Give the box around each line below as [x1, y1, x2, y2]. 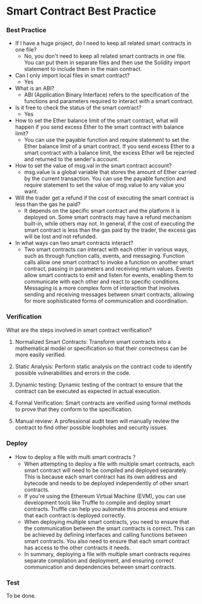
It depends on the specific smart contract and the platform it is [24, 207, 180, 215]
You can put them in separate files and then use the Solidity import [24, 59, 191, 66]
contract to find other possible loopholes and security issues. [15, 423, 168, 431]
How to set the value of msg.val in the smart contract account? [15, 162, 172, 169]
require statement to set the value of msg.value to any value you [24, 181, 184, 189]
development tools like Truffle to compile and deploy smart [24, 499, 171, 506]
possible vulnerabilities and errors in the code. [15, 369, 131, 377]
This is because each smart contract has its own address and [24, 473, 177, 480]
